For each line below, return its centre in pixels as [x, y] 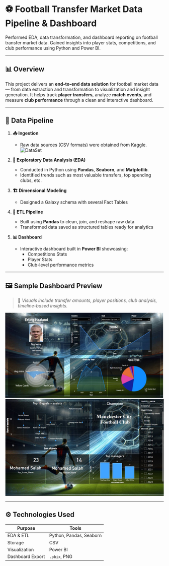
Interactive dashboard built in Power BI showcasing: [74, 248]
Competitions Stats [47, 254]
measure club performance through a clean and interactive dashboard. [79, 100]
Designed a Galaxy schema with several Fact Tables [74, 202]
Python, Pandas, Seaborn [76, 536]
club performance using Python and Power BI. [53, 48]
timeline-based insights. [43, 306]
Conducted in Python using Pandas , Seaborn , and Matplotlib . [84, 169]
